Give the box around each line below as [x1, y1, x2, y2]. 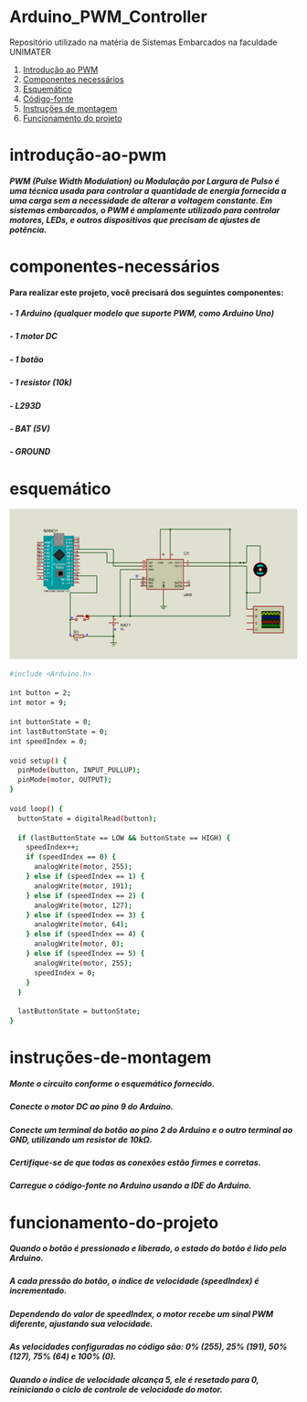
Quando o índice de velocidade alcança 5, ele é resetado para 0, [9, 1374, 259, 1385]
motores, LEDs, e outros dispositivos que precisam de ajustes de [9, 214, 260, 225]
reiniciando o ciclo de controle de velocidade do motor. [9, 1384, 224, 1395]
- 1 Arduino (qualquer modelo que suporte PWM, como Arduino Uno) [9, 308, 275, 319]
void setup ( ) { [9, 756, 68, 765]
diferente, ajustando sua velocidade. [9, 1318, 153, 1329]
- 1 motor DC [9, 331, 58, 342]
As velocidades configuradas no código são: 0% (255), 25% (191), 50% [9, 1342, 288, 1353]
